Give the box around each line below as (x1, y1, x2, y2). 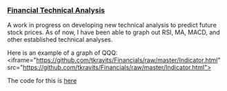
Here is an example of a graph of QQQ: (7, 49, 118, 57)
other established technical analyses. (7, 36, 113, 44)
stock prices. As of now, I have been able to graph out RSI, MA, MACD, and (7, 28, 221, 36)
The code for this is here (7, 77, 77, 85)
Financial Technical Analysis (7, 5, 106, 15)
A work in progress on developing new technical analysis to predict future (7, 21, 217, 29)
